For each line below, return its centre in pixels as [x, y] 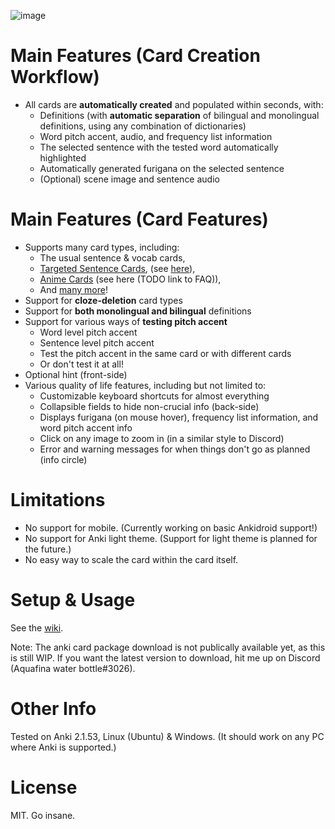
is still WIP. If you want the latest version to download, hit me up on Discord [165, 657]
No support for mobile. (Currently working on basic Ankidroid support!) [171, 527]
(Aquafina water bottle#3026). [73, 668]
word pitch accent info [86, 427]
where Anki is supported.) [63, 747]
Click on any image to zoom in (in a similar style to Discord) [162, 438]
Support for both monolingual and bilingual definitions [138, 311]
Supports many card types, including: [102, 247]
